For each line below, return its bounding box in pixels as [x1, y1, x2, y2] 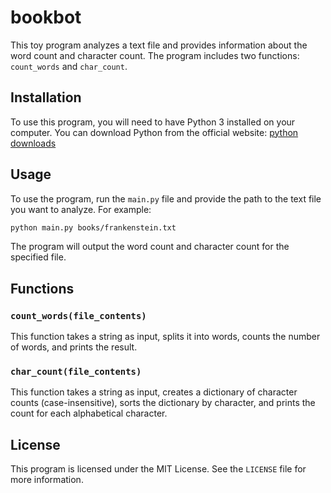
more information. [10, 474, 84, 486]
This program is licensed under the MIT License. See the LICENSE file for [10, 463, 307, 475]
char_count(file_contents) [10, 366, 142, 378]
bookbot [10, 6, 82, 29]
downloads [10, 137, 57, 149]
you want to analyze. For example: [10, 203, 152, 215]
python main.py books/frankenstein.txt [10, 222, 177, 233]
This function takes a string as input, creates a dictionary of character [10, 386, 298, 398]
